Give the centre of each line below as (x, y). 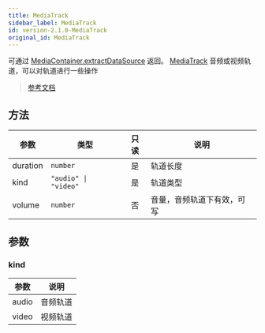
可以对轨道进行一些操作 (60, 71)
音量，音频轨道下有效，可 (198, 200)
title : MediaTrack (38, 15)
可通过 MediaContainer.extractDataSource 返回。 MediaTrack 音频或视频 (126, 61)
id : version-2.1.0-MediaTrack (58, 30)
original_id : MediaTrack (49, 37)
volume (26, 205)
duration (28, 166)
